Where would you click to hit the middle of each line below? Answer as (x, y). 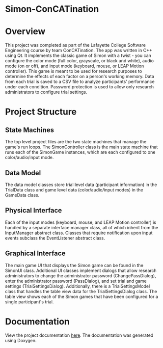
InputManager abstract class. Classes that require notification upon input (79, 233)
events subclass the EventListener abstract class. (55, 238)
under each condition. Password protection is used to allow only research (80, 87)
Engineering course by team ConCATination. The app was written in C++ (79, 51)
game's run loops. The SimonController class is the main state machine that (81, 147)
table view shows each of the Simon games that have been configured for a (82, 296)
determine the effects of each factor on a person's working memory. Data (80, 77)
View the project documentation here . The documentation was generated (79, 335)
